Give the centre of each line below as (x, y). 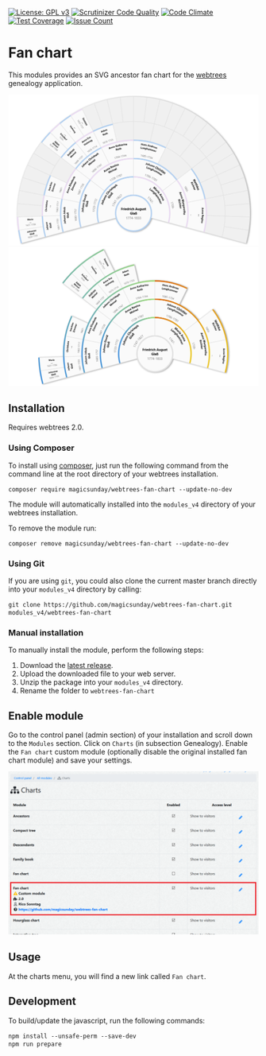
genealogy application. (46, 83)
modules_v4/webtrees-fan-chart (60, 613)
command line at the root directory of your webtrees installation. (113, 474)
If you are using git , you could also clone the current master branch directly (133, 581)
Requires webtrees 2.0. (46, 427)
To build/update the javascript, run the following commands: (106, 1020)
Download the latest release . (66, 666)
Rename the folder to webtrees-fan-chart (87, 691)
